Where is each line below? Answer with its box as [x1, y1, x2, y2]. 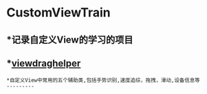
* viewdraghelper [6, 57, 81, 69]
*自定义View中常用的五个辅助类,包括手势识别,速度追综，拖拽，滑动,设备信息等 [6, 77, 200, 84]
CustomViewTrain [6, 5, 111, 21]
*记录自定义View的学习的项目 [6, 34, 133, 45]
